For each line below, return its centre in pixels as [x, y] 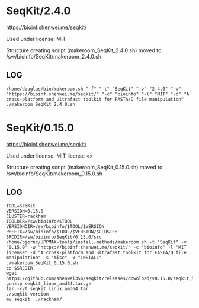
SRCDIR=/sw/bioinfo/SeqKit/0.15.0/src [54, 237]
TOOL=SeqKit [21, 206]
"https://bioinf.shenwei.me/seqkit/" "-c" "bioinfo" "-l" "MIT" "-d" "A [98, 94]
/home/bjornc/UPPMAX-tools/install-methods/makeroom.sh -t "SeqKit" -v [96, 242]
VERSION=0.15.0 [25, 211]
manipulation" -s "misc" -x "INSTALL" [54, 258]
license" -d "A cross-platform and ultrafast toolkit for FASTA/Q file [96, 252]
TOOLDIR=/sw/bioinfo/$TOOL [39, 221]
